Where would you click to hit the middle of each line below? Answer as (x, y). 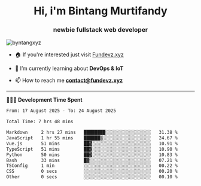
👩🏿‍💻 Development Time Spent (44, 100)
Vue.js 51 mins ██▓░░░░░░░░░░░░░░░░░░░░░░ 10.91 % (92, 144)
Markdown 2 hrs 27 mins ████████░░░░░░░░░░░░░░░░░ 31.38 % (92, 133)
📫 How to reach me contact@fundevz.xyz (69, 80)
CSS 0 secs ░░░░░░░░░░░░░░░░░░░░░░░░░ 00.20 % (92, 172)
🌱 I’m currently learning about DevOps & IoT (69, 68)
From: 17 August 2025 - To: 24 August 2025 (61, 111)
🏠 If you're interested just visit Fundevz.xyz (69, 54)
